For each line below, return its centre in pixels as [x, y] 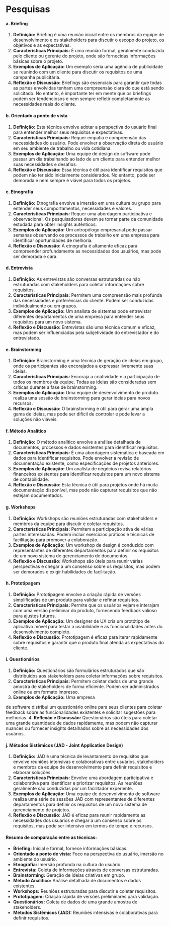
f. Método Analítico [26, 431]
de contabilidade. [31, 479]
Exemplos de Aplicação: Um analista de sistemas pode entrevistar [82, 311]
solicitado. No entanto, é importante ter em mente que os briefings [82, 94]
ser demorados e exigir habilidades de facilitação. [65, 571]
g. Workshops [21, 507]
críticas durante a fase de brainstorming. [55, 387]
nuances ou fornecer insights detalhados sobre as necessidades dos [77, 728]
